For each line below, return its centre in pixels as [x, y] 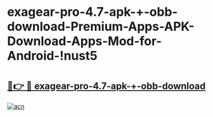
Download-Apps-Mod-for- [85, 41]
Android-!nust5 [52, 56]
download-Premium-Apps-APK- [101, 26]
